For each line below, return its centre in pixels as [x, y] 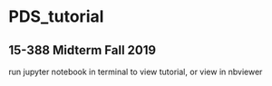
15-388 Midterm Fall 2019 [82, 50]
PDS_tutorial [56, 17]
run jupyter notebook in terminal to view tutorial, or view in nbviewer [136, 72]
